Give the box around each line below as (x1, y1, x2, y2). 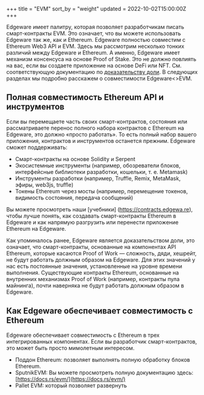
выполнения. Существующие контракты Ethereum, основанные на (6, 269, 179, 276)
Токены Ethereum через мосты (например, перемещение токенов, (15, 187, 188, 194)
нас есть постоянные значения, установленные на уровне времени (6, 262, 182, 270)
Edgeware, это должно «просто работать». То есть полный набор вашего (6, 130, 197, 138)
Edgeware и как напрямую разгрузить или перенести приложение (6, 218, 179, 226)
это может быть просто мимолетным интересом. (6, 344, 135, 351)
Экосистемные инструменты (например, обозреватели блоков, (15, 162, 181, 169)
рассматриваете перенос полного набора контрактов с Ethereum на (6, 124, 185, 131)
